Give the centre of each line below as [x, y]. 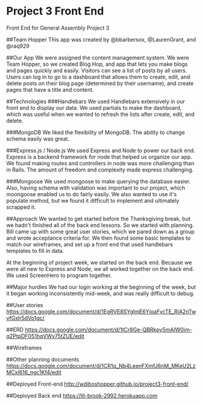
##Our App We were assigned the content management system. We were [98, 57]
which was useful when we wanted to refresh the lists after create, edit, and [100, 114]
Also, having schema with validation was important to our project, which [96, 188]
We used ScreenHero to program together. [59, 275]
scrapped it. [21, 207]
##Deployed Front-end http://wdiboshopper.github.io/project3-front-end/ [97, 384]
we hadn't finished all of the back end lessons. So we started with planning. [100, 225]
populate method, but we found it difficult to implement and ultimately [93, 200]
